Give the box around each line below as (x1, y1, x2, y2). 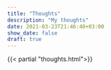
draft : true (7, 36, 42, 43)
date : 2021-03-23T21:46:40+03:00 (7, 23, 105, 30)
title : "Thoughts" (7, 10, 61, 17)
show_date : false (7, 29, 58, 37)
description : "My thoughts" (7, 17, 89, 24)
